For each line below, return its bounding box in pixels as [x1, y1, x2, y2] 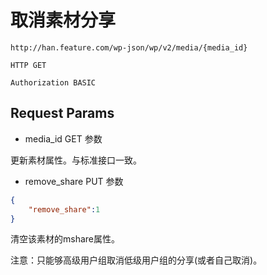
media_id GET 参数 [24, 132, 103, 145]
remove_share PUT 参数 [24, 175, 124, 187]
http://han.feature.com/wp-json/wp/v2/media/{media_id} [10, 42, 248, 53]
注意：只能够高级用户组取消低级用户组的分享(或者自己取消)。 [10, 254, 263, 266]
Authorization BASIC [10, 77, 97, 88]
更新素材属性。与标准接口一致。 [10, 154, 142, 166]
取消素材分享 [10, 9, 117, 32]
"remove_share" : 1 [28, 204, 101, 215]
